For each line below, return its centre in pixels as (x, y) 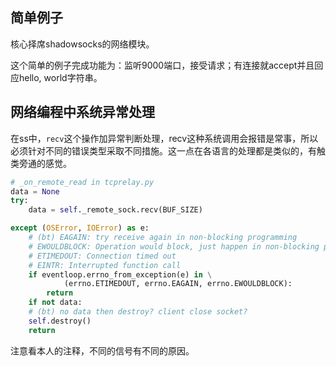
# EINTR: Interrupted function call (105, 265)
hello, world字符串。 (60, 77)
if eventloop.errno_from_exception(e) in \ (120, 274)
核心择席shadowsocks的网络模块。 (82, 44)
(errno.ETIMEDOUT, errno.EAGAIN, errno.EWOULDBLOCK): (178, 284)
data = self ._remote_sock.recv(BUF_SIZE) (115, 210)
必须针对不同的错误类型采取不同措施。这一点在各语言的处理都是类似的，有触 (168, 150)
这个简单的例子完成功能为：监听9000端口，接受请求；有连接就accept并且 (162, 65)
